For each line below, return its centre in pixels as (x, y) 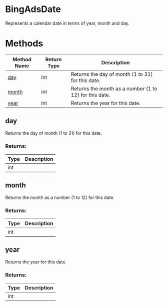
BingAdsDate (33, 9)
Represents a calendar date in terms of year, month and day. (67, 23)
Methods (24, 43)
